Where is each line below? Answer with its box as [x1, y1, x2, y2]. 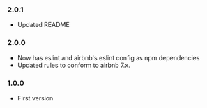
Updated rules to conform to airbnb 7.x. [17, 61, 130, 69]
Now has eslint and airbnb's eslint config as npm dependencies [17, 53, 200, 62]
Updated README [17, 21, 70, 29]
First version [17, 93, 54, 102]
